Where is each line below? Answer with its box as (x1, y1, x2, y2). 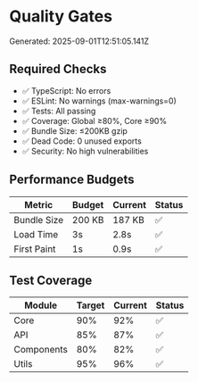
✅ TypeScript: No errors (21, 85, 111, 95)
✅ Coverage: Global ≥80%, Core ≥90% (21, 115, 168, 126)
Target (76, 299, 105, 311)
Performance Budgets (9, 172, 135, 187)
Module (23, 299, 58, 311)
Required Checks (9, 62, 107, 77)
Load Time (13, 228, 59, 240)
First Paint (13, 243, 56, 255)
